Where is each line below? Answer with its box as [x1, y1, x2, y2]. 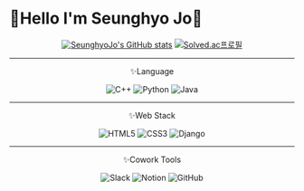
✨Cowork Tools [122, 154, 182, 165]
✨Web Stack [128, 110, 176, 120]
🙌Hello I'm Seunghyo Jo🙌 [9, 8, 204, 29]
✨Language [129, 65, 175, 76]
